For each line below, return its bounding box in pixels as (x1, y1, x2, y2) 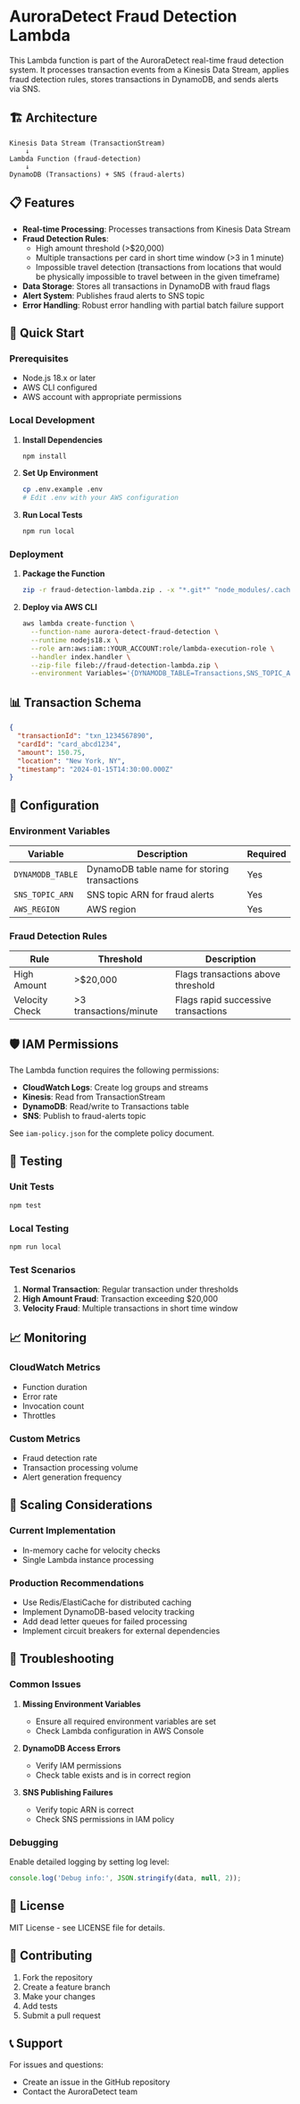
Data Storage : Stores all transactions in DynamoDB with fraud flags (21, 280, 271, 292)
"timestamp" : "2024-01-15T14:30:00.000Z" (17, 765, 174, 774)
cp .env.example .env (21, 485, 103, 494)
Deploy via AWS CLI (21, 602, 98, 613)
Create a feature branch (21, 1981, 111, 1992)
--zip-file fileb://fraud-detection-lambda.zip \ (30, 660, 219, 670)
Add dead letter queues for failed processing (21, 1616, 187, 1627)
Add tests (21, 2000, 58, 2011)
